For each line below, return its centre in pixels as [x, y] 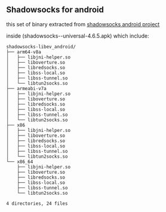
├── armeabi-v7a [26, 88]
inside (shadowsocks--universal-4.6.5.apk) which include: [78, 36]
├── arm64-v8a [24, 52]
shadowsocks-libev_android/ [41, 47]
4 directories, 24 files [37, 203]
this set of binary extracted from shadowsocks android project [83, 24]
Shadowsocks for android [55, 10]
